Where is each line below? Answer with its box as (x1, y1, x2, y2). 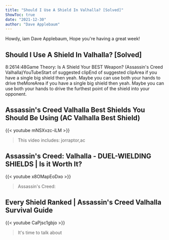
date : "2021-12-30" (5, 17, 47, 22)
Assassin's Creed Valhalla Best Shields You (5, 105, 146, 115)
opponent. (5, 91, 27, 97)
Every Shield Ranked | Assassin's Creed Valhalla (5, 198, 161, 207)
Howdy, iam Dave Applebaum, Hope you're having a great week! (5, 36, 141, 42)
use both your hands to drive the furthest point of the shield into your (5, 86, 150, 92)
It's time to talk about (17, 229, 62, 235)
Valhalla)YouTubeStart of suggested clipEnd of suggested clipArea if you (5, 69, 157, 75)
